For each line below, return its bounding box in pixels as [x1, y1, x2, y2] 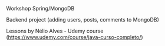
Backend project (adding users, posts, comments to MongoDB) [6, 16, 159, 23]
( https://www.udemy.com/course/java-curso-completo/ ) [6, 34, 143, 40]
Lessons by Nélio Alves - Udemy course [6, 27, 104, 34]
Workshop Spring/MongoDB [6, 5, 75, 12]
